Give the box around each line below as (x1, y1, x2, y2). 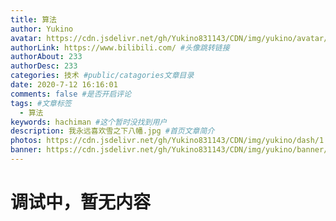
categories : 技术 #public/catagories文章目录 (10, 71, 195, 81)
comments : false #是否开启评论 (10, 89, 132, 99)
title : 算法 (10, 14, 57, 25)
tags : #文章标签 (10, 98, 72, 108)
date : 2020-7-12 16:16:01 (10, 80, 118, 90)
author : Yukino (10, 24, 74, 34)
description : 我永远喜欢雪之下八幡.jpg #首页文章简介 (10, 126, 215, 136)
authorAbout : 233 (10, 52, 83, 62)
